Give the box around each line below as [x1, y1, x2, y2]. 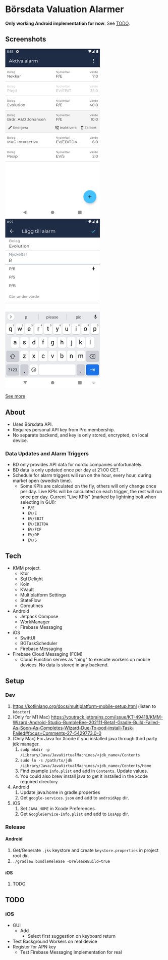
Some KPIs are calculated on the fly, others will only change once [20, 483, 156, 489]
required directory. [20, 778, 59, 784]
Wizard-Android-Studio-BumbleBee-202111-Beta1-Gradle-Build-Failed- [12, 719, 160, 725]
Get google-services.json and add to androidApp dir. [20, 794, 130, 801]
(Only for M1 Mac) [12, 714, 50, 720]
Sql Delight [20, 576, 43, 582]
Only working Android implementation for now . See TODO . [5, 20, 130, 26]
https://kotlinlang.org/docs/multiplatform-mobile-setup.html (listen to [12, 703, 156, 709]
